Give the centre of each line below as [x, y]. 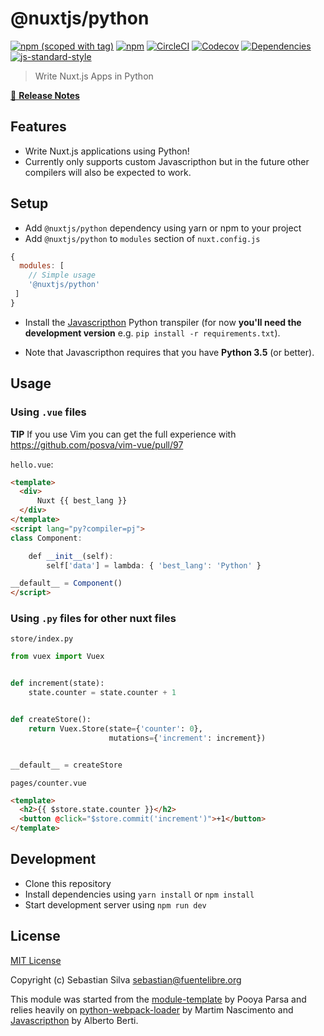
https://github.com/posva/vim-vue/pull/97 [97, 444]
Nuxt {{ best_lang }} [82, 501]
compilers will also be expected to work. [108, 172]
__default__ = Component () [66, 583]
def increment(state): [57, 683]
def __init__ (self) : [71, 556]
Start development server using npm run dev [115, 904]
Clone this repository [68, 883]
